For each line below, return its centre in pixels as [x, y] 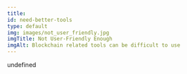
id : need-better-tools [40, 20]
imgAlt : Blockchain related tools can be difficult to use [94, 45]
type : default [28, 26]
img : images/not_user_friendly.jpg [58, 33]
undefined [22, 65]
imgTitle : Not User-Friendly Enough [60, 39]
